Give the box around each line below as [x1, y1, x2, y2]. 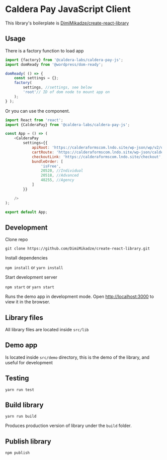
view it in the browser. [5, 299, 51, 305]
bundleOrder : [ [31, 159, 64, 164]
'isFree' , [40, 164, 61, 169]
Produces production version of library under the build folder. [5, 423, 132, 429]
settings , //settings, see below [23, 85, 92, 90]
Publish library [5, 437, 51, 446]
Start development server [5, 274, 58, 280]
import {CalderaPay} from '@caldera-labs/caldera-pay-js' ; [5, 122, 130, 127]
